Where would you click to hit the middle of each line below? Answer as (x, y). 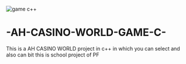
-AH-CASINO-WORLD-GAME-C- (86, 33)
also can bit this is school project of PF (53, 55)
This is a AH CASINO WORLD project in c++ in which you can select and (93, 48)
